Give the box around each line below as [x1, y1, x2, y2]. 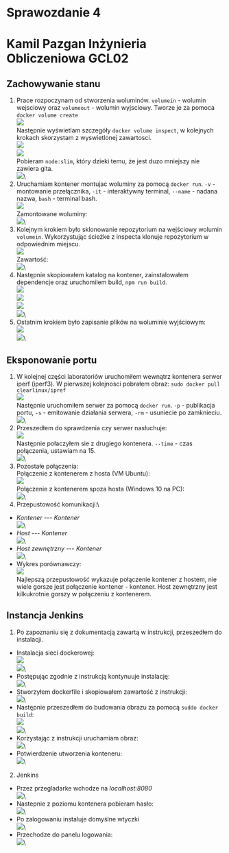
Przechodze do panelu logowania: [16, 830, 113, 839]
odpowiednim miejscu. [16, 240, 80, 248]
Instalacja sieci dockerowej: [16, 648, 95, 657]
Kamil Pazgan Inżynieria [6, 36, 147, 52]
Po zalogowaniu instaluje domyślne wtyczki [16, 815, 140, 823]
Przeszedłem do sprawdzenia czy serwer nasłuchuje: [16, 424, 167, 432]
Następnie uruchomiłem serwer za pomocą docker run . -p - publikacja [16, 401, 215, 409]
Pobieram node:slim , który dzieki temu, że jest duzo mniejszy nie [16, 157, 200, 165]
